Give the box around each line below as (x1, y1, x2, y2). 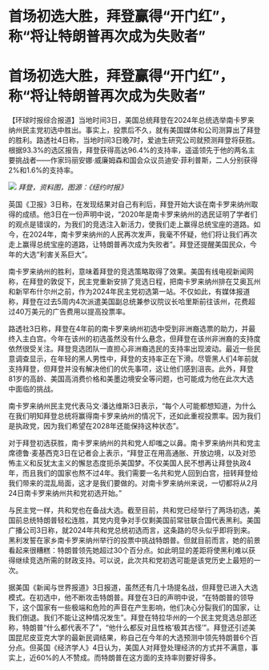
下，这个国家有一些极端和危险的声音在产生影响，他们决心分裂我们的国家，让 (8, 603, 261, 612)
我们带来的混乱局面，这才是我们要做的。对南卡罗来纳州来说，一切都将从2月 (8, 478, 259, 488)
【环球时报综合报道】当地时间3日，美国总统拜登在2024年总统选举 (8, 116, 227, 125)
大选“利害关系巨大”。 (22, 250, 92, 259)
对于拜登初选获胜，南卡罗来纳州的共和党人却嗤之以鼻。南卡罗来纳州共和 (8, 438, 247, 448)
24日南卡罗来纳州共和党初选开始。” (8, 489, 122, 498)
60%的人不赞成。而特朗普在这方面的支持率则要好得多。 (35, 653, 221, 663)
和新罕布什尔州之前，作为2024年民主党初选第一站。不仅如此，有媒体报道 (8, 286, 251, 297)
